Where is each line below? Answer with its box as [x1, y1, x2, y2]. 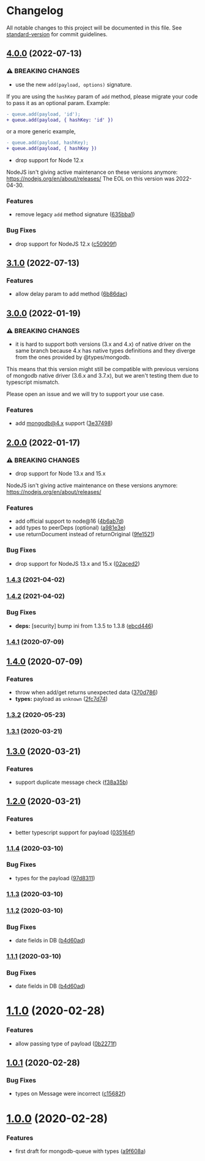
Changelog [6, 4, 64, 18]
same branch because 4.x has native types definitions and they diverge [15, 347, 196, 354]
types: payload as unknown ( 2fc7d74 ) [15, 695, 108, 703]
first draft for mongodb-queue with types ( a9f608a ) [15, 1147, 146, 1155]
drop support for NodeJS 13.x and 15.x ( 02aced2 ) [15, 560, 140, 567]
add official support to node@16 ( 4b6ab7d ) [15, 517, 124, 525]
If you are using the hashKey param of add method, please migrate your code [6, 93, 198, 100]
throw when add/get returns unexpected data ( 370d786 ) [15, 689, 158, 696]
